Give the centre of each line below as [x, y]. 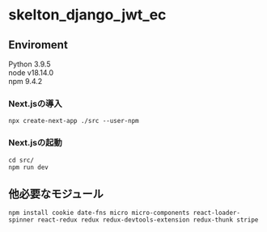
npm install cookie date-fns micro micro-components [99, 213]
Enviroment [38, 45]
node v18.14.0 [31, 73]
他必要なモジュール [56, 194]
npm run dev [28, 167]
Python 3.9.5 [30, 64]
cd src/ [21, 160]
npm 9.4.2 [25, 81]
